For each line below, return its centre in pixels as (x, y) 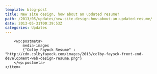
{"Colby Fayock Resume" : (49, 50)
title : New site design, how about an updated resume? (62, 14)
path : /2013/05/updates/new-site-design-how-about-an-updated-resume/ (79, 19)
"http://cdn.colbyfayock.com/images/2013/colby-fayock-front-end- (74, 54)
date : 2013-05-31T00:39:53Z (34, 23)
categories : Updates (26, 28)
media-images (36, 46)
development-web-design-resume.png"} (44, 59)
